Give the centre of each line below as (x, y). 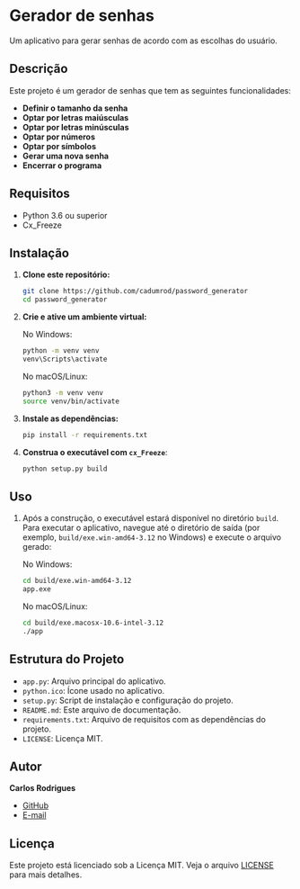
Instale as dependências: (70, 418)
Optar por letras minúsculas (75, 127)
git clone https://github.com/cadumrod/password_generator (135, 292)
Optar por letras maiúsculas (75, 117)
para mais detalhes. (46, 875)
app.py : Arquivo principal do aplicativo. (94, 681)
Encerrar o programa (62, 165)
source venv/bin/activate (71, 401)
